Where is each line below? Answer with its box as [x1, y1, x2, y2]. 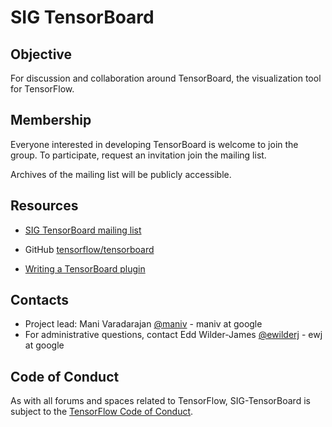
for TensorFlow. [10, 83, 75, 95]
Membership [10, 112, 92, 129]
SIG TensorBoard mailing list [24, 224, 142, 236]
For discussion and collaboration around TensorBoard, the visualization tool [10, 72, 322, 84]
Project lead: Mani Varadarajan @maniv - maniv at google [24, 318, 263, 330]
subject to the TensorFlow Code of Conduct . [10, 406, 194, 418]
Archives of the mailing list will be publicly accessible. [10, 168, 232, 180]
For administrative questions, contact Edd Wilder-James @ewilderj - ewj [24, 329, 323, 341]
